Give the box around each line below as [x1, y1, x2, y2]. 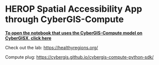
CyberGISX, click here [5, 35, 52, 41]
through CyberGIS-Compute [5, 14, 124, 25]
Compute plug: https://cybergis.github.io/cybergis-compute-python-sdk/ [5, 54, 154, 60]
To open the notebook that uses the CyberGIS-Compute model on [5, 30, 143, 36]
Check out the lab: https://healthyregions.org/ [5, 44, 98, 50]
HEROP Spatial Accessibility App [5, 3, 142, 15]
